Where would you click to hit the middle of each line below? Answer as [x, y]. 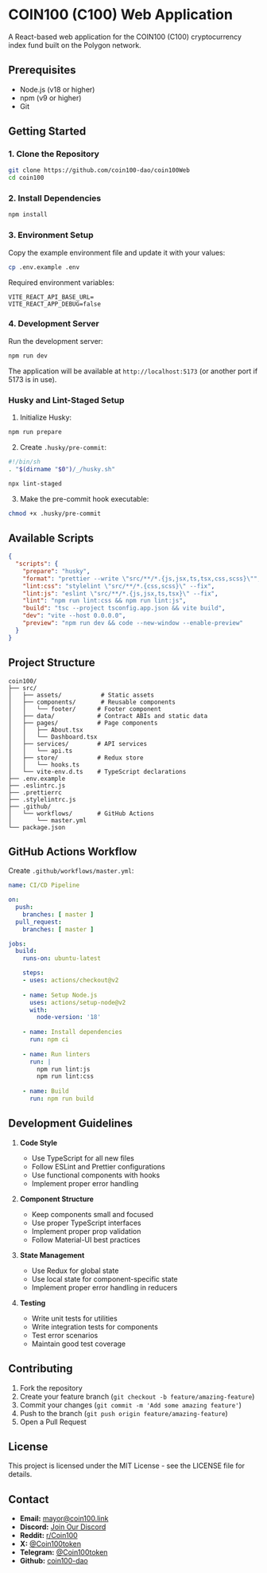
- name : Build [46, 1091]
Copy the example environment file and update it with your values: [117, 252]
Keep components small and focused [92, 1214]
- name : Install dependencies [73, 1032]
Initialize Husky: [46, 417]
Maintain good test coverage [79, 1344]
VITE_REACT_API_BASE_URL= [51, 297]
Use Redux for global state [75, 1270]
